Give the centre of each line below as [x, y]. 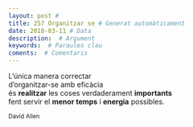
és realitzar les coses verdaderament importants [90, 93]
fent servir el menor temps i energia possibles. [86, 102]
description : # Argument [51, 38]
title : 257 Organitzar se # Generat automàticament [96, 23]
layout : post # [34, 16]
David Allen [24, 117]
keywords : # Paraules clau [55, 46]
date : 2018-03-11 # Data [50, 31]
